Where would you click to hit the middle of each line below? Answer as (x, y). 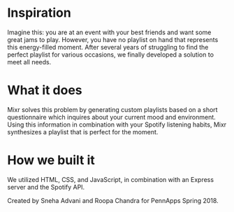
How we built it (51, 161)
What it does (45, 91)
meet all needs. (29, 62)
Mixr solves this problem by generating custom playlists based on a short (112, 109)
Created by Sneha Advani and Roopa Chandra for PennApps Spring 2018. (113, 200)
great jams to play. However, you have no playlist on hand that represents (113, 39)
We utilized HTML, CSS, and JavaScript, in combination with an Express (111, 179)
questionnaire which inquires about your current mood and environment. (112, 117)
